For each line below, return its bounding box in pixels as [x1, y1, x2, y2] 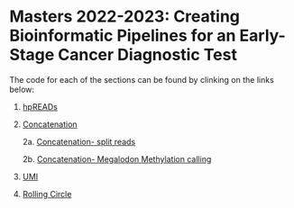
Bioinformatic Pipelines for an [9, 25, 236, 46]
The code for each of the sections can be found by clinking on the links [9, 74, 275, 85]
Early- [239, 25, 286, 46]
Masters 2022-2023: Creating [9, 6, 241, 27]
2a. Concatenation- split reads [22, 136, 136, 147]
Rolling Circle [22, 188, 72, 199]
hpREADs [22, 101, 59, 112]
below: [9, 84, 34, 95]
